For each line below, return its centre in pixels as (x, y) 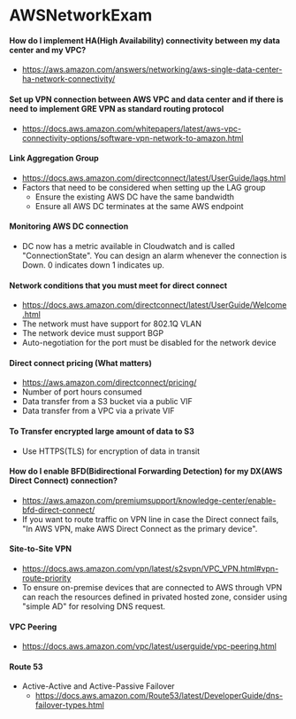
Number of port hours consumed (82, 392)
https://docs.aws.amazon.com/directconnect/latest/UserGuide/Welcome (154, 305)
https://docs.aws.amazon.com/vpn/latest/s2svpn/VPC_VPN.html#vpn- (150, 569)
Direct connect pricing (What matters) (80, 363)
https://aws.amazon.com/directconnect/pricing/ (109, 383)
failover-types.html (69, 705)
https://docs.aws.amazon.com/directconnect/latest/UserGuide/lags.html (154, 177)
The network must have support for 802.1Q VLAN (111, 324)
